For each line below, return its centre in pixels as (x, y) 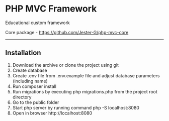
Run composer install (34, 86)
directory (22, 97)
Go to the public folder (36, 102)
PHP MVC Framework (51, 9)
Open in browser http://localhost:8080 (52, 113)
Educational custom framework (38, 23)
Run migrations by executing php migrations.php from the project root (85, 91)
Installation (23, 53)
